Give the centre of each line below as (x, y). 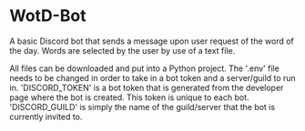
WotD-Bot (48, 16)
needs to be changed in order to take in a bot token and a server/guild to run (152, 77)
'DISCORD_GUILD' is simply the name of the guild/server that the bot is (142, 106)
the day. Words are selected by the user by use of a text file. (122, 50)
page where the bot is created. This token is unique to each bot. (129, 97)
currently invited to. (46, 116)
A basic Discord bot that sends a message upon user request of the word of (152, 41)
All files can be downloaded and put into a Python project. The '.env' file (144, 68)
